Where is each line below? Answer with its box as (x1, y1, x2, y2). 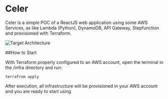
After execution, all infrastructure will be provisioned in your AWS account (5, 83, 158, 89)
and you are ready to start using (5, 88, 72, 94)
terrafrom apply (5, 74, 39, 79)
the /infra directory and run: (5, 64, 63, 70)
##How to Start (5, 49, 37, 55)
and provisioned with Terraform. (5, 30, 72, 36)
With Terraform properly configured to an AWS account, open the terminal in (5, 59, 163, 65)
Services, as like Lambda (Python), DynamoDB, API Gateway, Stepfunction (5, 24, 159, 30)
